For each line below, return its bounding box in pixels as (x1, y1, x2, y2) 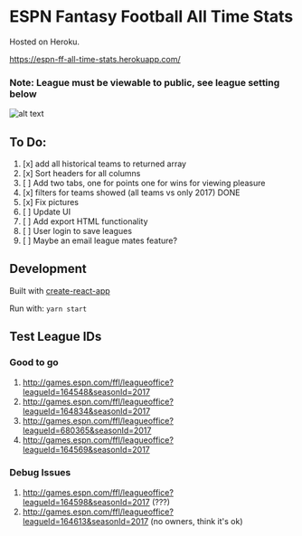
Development (9, 261, 88, 277)
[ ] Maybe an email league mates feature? (22, 235, 178, 246)
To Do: (9, 134, 47, 150)
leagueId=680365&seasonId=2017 (22, 425, 152, 436)
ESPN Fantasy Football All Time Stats (9, 6, 294, 27)
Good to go (9, 356, 59, 369)
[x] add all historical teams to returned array (22, 158, 187, 169)
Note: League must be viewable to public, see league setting (9, 76, 280, 89)
